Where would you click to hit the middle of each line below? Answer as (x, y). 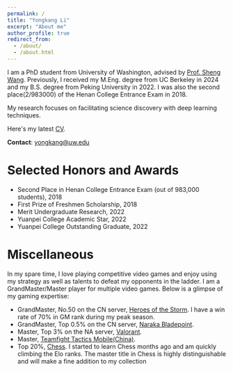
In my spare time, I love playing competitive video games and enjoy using (112, 274)
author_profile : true (39, 33)
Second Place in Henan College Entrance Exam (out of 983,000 (108, 189)
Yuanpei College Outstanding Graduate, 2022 (82, 226)
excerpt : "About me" (37, 26)
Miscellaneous (50, 254)
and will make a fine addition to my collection (82, 361)
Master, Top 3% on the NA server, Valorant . (80, 332)
